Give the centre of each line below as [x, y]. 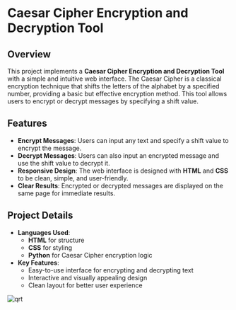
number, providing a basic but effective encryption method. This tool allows [117, 94]
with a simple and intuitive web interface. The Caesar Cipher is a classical [114, 79]
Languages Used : [44, 232]
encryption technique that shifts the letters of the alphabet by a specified [113, 86]
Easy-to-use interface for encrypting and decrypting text [111, 270]
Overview [29, 54]
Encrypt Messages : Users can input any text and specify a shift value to [123, 140]
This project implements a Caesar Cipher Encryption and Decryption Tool [116, 71]
